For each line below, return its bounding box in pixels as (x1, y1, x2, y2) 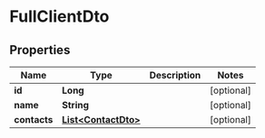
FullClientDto (9, 6, 110, 27)
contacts (14, 114, 54, 125)
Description (149, 69, 201, 81)
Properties (9, 42, 71, 58)
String (62, 99, 89, 111)
